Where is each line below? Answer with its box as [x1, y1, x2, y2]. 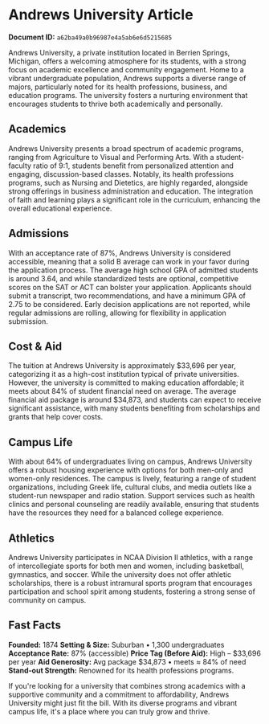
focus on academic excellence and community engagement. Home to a [8, 64, 245, 74]
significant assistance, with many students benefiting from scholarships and [8, 403, 260, 413]
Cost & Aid [8, 339, 63, 353]
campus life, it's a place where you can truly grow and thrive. [8, 706, 210, 716]
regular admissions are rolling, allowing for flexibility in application [8, 308, 226, 317]
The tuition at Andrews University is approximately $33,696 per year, [8, 361, 237, 370]
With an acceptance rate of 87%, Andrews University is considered [8, 247, 231, 258]
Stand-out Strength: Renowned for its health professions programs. [8, 665, 234, 675]
